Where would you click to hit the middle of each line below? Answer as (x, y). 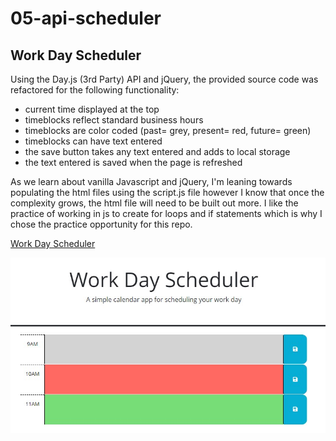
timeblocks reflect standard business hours (114, 120)
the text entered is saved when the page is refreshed (133, 162)
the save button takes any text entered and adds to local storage (157, 151)
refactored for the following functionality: (95, 90)
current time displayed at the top (92, 109)
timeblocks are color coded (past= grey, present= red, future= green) (168, 130)
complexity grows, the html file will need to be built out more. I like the (154, 203)
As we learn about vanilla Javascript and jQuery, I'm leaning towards (151, 181)
